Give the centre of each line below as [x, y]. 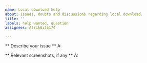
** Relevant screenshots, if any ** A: [42, 55]
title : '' [15, 19]
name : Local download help [32, 10]
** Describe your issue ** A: [33, 46]
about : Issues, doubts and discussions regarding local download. [74, 14]
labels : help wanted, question [37, 23]
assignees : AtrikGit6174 [30, 28]
